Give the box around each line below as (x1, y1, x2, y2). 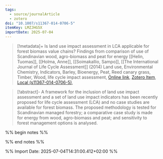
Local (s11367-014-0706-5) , (17, 79, 73, 85)
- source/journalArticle (9, 12, 60, 17)
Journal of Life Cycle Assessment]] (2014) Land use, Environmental (17, 64, 153, 70)
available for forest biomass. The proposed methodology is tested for (17, 104, 157, 110)
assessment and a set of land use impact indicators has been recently (17, 94, 158, 100)
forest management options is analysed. (17, 120, 98, 126)
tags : (5, 7, 16, 12)
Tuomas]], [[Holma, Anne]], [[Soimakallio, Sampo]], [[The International (17, 59, 159, 64)
